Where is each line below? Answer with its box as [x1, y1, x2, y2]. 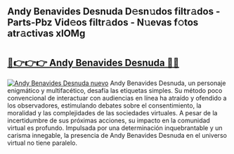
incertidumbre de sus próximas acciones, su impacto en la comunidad [7, 116, 211, 124]
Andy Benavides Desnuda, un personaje [110, 79, 226, 87]
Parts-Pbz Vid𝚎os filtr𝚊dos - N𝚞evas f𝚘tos [7, 17, 199, 29]
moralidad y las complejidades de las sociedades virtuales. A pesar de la [7, 109, 218, 117]
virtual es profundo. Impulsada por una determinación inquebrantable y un [7, 124, 223, 132]
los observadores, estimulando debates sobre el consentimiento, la [7, 101, 202, 110]
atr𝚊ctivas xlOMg [7, 27, 86, 39]
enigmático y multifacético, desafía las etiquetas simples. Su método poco [7, 86, 223, 94]
